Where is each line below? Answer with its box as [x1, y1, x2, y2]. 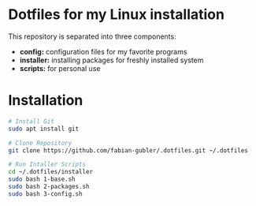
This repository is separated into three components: [8, 32, 176, 41]
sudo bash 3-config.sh [8, 189, 83, 198]
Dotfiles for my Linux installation [8, 6, 224, 24]
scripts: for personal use [19, 63, 101, 73]
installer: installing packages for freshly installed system [19, 55, 204, 65]
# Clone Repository [8, 139, 72, 147]
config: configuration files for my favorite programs [19, 47, 187, 56]
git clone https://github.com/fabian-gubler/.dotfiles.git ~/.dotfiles [8, 146, 248, 155]
